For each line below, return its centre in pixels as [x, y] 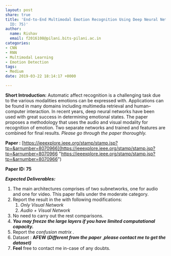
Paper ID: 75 [18, 169]
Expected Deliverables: [31, 179]
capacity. [23, 226]
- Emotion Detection [27, 62]
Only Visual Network [42, 205]
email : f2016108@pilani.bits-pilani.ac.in [55, 39]
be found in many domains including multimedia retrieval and [69, 106]
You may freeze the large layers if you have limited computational [84, 221]
